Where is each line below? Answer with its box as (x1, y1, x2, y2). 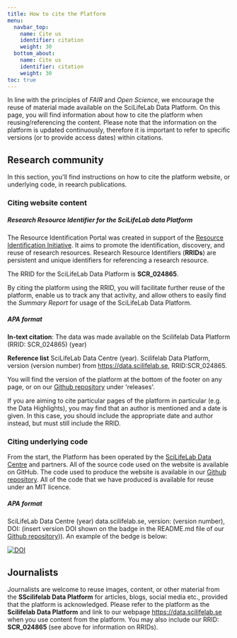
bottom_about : (13, 50, 55, 57)
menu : (7, 17, 23, 24)
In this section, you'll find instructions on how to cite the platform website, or (7, 173, 231, 181)
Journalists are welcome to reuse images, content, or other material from (7, 586, 221, 594)
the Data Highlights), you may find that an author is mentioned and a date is (7, 404, 228, 413)
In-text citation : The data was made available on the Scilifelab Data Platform (7, 332, 231, 341)
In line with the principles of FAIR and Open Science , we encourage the (7, 96, 214, 104)
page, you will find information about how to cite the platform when (7, 111, 203, 119)
